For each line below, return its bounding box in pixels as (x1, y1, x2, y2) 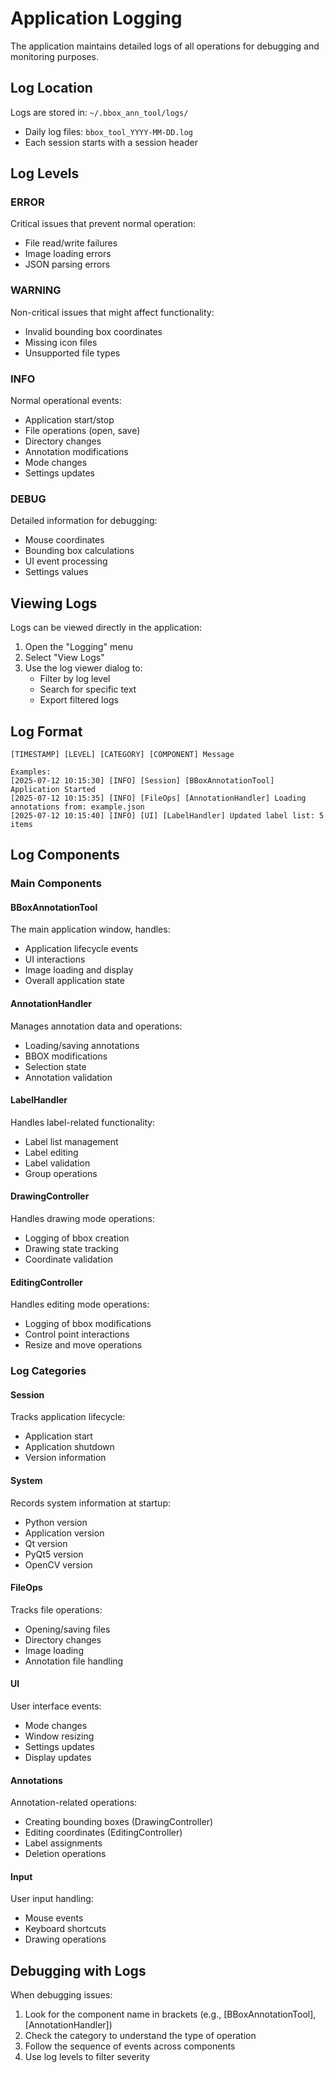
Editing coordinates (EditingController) (24, 1827, 183, 1839)
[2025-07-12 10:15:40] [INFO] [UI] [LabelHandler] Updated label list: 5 (10, 810, 325, 821)
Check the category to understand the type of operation (24, 2030, 257, 2042)
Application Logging (10, 7, 183, 30)
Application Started (10, 784, 97, 794)
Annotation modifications (24, 446, 129, 458)
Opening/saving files (24, 1623, 111, 1635)
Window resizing (24, 1730, 95, 1742)
